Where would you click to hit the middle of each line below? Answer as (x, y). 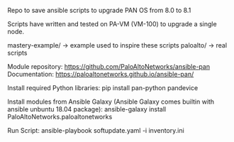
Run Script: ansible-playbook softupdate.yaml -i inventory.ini (96, 130)
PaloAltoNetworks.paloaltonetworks (60, 117)
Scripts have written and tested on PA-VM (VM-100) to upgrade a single (112, 24)
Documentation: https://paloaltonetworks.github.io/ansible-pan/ (101, 74)
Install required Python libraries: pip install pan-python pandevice (103, 88)
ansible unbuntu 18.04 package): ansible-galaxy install (87, 109)
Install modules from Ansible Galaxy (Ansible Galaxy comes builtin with (111, 102)
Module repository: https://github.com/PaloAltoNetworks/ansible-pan (109, 66)
